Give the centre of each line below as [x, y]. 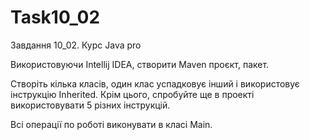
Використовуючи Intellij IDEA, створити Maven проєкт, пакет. [140, 64]
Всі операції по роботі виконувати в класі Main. [111, 124]
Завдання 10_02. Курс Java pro [76, 45]
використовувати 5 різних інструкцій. [90, 105]
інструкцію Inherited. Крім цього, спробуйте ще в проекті [132, 94]
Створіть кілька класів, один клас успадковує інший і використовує [155, 83]
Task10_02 [55, 17]
